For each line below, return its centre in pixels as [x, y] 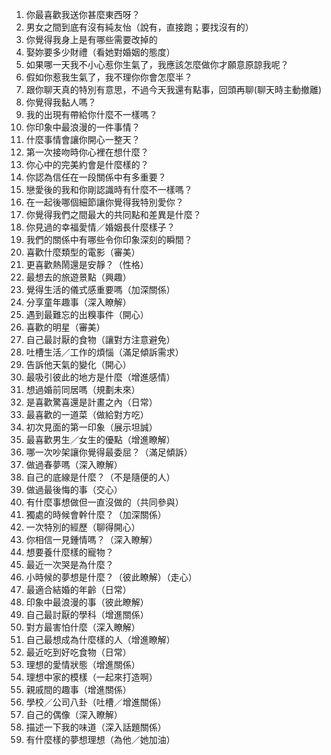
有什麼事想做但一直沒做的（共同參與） [104, 502]
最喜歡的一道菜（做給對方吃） [87, 414]
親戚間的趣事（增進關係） [78, 689]
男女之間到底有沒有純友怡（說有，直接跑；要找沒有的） [139, 27]
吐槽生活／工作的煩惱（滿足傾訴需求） [104, 352]
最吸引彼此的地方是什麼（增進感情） [100, 377]
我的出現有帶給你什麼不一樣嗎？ [91, 114]
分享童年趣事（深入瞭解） [78, 302]
